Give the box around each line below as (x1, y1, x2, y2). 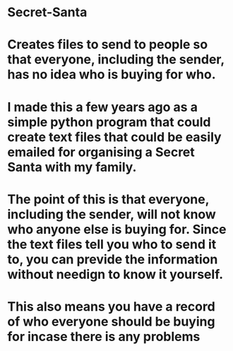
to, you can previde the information (7, 251, 218, 267)
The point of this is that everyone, (7, 191, 210, 207)
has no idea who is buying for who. (7, 66, 217, 83)
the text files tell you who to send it (7, 236, 217, 252)
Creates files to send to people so (7, 37, 208, 53)
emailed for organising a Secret (7, 144, 196, 160)
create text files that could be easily (7, 129, 222, 145)
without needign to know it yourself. (7, 266, 224, 282)
